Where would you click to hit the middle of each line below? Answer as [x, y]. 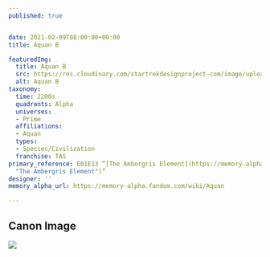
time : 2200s [36, 96]
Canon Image [42, 226]
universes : [34, 112]
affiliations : [39, 126]
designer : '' [30, 179]
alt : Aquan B [37, 82]
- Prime [29, 119]
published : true [35, 16]
